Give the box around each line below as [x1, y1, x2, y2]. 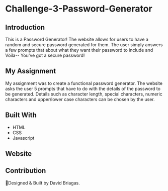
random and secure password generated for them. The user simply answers [5, 42, 163, 48]
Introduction [5, 23, 45, 32]
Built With [5, 111, 37, 120]
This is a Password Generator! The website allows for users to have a [5, 36, 148, 42]
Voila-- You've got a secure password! [5, 52, 85, 58]
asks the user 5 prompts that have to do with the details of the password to [5, 85, 161, 91]
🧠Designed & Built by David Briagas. [5, 179, 80, 186]
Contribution [5, 166, 46, 175]
